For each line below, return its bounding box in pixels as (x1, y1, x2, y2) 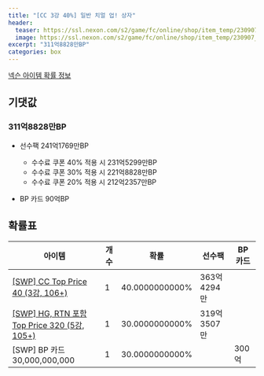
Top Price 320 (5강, (12, 319, 85, 330)
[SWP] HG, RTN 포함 (12, 308, 87, 319)
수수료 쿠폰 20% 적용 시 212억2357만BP (31, 177, 157, 186)
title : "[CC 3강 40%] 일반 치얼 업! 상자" (8, 11, 136, 20)
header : (8, 19, 34, 27)
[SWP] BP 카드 (12, 344, 65, 355)
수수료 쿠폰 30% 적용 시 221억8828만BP (31, 167, 157, 177)
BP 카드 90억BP (19, 194, 70, 203)
